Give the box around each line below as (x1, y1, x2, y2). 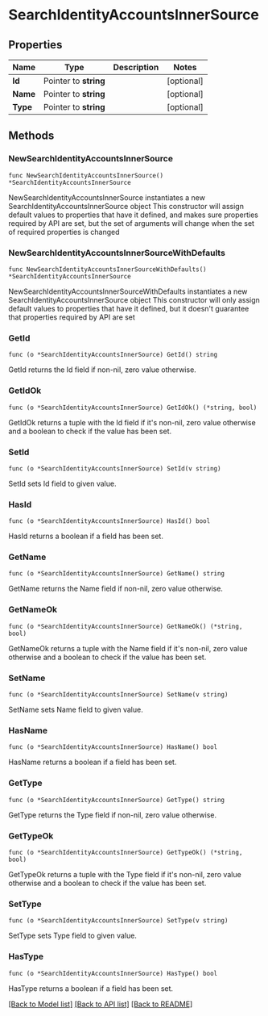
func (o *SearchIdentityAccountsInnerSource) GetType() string (8, 796, 225, 804)
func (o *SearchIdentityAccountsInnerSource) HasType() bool (8, 969, 218, 977)
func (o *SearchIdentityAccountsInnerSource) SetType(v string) (8, 917, 229, 925)
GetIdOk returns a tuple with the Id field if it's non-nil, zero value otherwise (8, 417, 256, 427)
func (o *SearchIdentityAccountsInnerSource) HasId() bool (8, 517, 211, 525)
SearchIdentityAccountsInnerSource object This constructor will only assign (8, 295, 260, 304)
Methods (8, 129, 55, 143)
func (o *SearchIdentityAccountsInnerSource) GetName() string (8, 570, 225, 578)
